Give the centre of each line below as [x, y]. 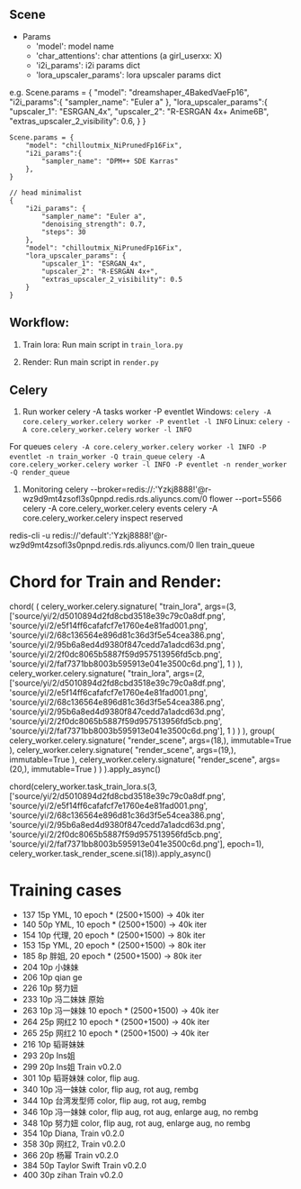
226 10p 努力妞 [50, 988]
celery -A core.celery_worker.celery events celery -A [120, 509]
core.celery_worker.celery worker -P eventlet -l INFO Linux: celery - [156, 422]
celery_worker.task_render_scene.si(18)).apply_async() [111, 854]
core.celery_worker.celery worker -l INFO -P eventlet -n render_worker [148, 465]
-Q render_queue [40, 473]
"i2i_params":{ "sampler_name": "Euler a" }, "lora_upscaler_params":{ [138, 102]
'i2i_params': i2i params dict [88, 65]
